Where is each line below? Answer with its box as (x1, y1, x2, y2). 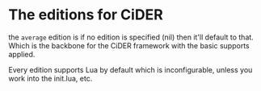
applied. (8, 49, 36, 59)
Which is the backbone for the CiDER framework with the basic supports (8, 40, 250, 50)
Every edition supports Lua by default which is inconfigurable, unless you (8, 64, 253, 74)
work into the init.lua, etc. (8, 73, 93, 83)
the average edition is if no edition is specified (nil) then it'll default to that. (8, 32, 255, 42)
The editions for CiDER (8, 6, 163, 24)
